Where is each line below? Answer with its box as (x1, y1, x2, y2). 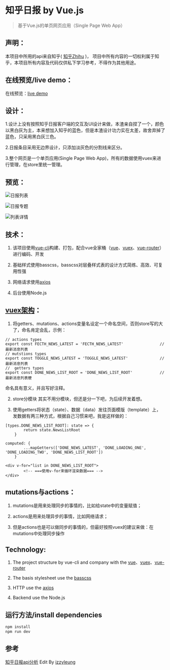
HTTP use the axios (12, 585, 54, 591)
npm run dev (5, 629, 30, 634)
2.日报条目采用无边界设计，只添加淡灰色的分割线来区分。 (5, 144, 125, 150)
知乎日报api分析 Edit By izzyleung (5, 659, 76, 665)
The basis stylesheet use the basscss (12, 575, 91, 581)
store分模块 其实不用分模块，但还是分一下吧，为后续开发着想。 (12, 396, 145, 402)
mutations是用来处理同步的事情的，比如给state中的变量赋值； (12, 502, 142, 508)
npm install (5, 624, 30, 630)
